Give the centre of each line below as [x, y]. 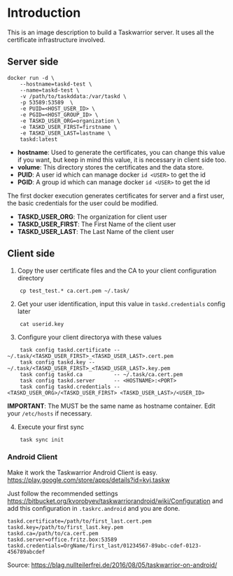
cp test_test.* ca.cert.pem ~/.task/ [75, 291]
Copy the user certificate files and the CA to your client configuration [117, 270]
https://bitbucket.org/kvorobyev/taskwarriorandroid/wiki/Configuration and [115, 501]
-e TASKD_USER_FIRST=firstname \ [69, 127]
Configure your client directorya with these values [90, 337]
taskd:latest [39, 139]
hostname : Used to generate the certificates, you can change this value [121, 152]
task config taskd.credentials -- [70, 387]
